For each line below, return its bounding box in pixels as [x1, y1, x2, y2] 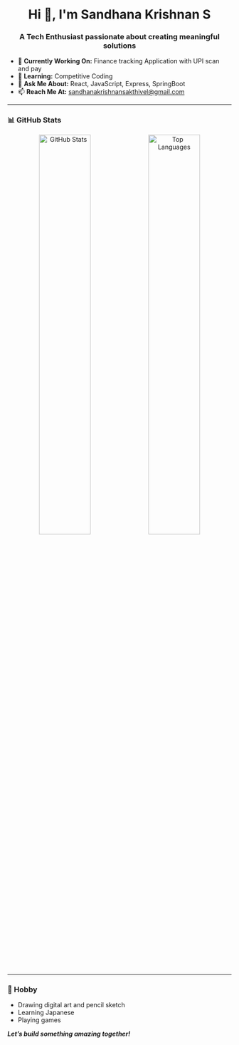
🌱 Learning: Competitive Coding [17, 72, 113, 80]
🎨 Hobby [7, 984, 38, 994]
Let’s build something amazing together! [7, 1029, 131, 1039]
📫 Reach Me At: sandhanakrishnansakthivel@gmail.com [17, 88, 185, 96]
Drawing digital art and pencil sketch [17, 1001, 126, 1009]
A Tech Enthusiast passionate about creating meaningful [18, 32, 221, 42]
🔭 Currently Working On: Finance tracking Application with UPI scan [17, 57, 220, 66]
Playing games [17, 1016, 62, 1024]
